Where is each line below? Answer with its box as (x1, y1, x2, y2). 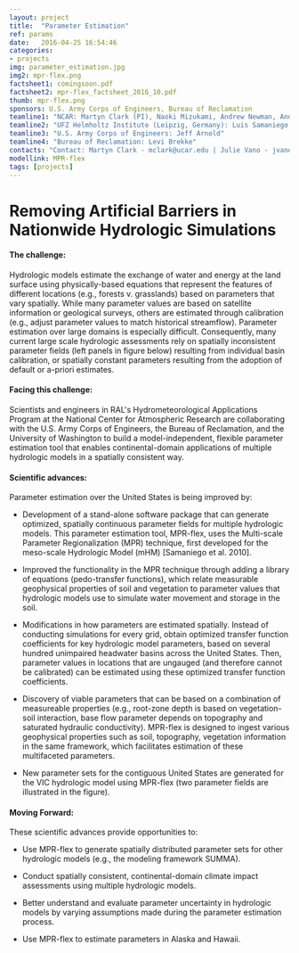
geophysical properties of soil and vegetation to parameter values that (21, 583, 280, 594)
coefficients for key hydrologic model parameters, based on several (21, 638, 271, 649)
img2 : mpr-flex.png (9, 71, 82, 80)
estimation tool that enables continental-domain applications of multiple (9, 442, 272, 453)
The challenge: (9, 250, 67, 260)
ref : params (9, 29, 53, 38)
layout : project (9, 12, 69, 22)
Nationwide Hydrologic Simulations (9, 219, 277, 240)
